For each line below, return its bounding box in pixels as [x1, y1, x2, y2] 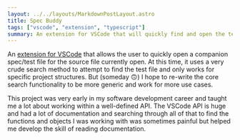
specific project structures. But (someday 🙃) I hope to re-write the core [7, 73, 219, 81]
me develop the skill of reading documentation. [7, 124, 146, 133]
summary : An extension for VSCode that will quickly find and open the [7, 30, 225, 38]
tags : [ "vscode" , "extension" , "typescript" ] [7, 24, 145, 31]
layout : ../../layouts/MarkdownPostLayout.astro [7, 10, 155, 18]
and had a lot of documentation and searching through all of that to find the [7, 109, 229, 118]
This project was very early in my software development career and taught [7, 94, 227, 103]
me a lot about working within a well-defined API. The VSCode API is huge [7, 101, 226, 111]
